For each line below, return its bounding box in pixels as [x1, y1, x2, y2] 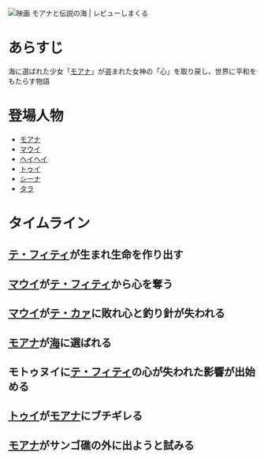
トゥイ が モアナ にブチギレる [8, 409, 143, 423]
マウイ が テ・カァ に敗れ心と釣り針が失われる [8, 307, 225, 320]
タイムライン [8, 215, 91, 233]
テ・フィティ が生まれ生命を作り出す [8, 248, 184, 262]
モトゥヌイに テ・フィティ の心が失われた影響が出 [8, 365, 246, 379]
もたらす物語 [8, 76, 50, 86]
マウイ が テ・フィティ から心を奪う [8, 277, 173, 291]
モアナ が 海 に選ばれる [8, 336, 112, 349]
